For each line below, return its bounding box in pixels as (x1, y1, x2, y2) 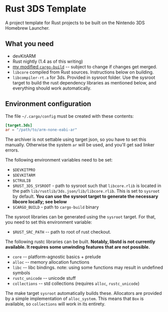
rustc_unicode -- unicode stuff (12, 275, 76, 281)
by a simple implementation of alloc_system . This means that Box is (5, 295, 144, 302)
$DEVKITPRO (12, 168, 36, 173)
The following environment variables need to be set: (5, 157, 113, 163)
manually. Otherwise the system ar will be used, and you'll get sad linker (5, 142, 155, 148)
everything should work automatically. (12, 85, 92, 91)
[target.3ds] (5, 123, 33, 128)
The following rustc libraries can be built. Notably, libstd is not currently (5, 239, 155, 245)
